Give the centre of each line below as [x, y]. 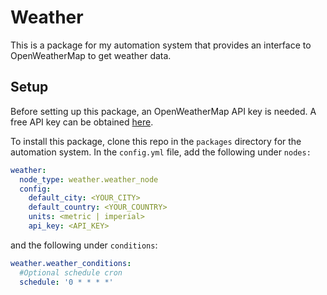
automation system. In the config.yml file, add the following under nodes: [161, 152]
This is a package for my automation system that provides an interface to [161, 45]
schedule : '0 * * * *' [66, 282]
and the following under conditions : [84, 245]
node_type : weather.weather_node [89, 179]
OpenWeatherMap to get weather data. [91, 55]
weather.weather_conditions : [71, 263]
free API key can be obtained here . [82, 122]
